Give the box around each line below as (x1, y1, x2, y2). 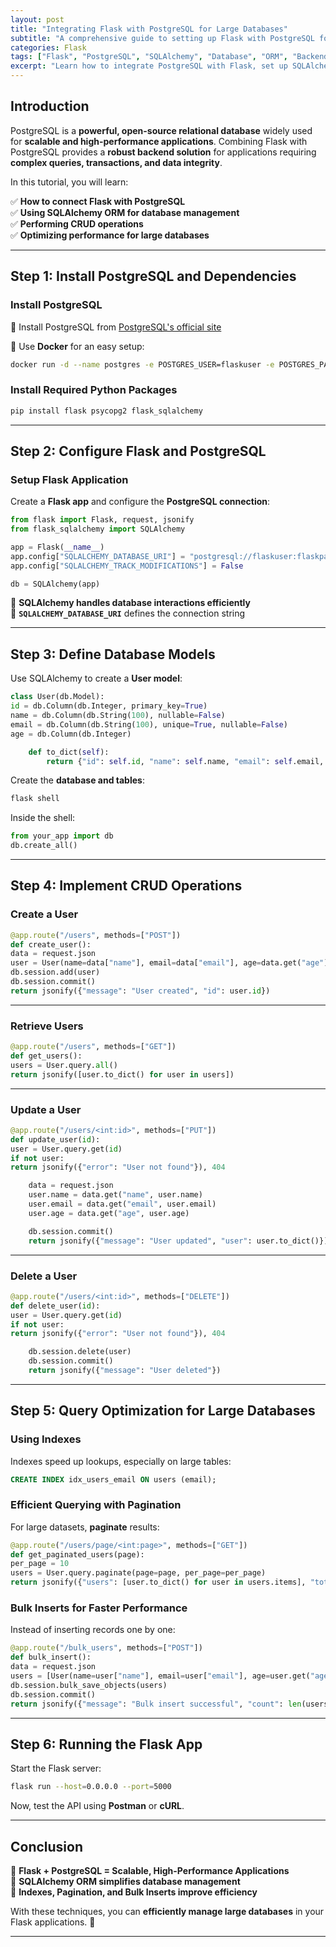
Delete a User (10, 1269, 78, 1283)
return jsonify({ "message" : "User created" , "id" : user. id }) (10, 986, 271, 996)
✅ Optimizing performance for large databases (10, 229, 210, 241)
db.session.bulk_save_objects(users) (10, 1680, 168, 1690)
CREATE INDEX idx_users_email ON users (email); (10, 1474, 217, 1485)
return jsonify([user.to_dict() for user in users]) (10, 1069, 235, 1080)
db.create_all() (10, 841, 78, 851)
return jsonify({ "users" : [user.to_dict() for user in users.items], (10, 1577, 307, 1588)
